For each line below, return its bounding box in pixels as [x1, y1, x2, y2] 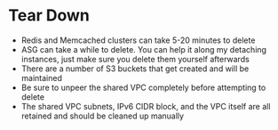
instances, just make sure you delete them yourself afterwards [20, 53, 250, 64]
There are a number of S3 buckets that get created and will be [20, 63, 250, 74]
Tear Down [8, 5, 90, 26]
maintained [20, 72, 63, 83]
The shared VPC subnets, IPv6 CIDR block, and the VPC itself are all [20, 101, 271, 111]
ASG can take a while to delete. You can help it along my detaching [20, 44, 267, 54]
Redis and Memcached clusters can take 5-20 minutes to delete [20, 35, 256, 45]
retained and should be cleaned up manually [20, 110, 184, 121]
